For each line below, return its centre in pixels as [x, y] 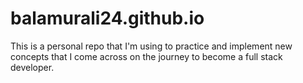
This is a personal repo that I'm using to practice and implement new [151, 46]
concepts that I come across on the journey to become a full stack [146, 56]
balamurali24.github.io [107, 18]
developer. [32, 67]
